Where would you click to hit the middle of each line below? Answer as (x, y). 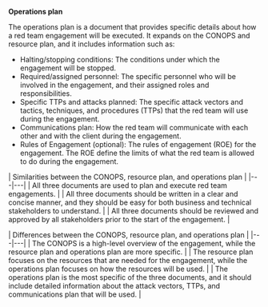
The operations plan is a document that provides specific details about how (132, 27)
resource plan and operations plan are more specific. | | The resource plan (131, 252)
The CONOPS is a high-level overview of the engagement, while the (144, 243)
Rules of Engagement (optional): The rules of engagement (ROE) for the (138, 144)
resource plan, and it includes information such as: (92, 44)
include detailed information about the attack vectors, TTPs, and (114, 286)
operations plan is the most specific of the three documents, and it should (130, 277)
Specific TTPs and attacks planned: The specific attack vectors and (132, 102)
